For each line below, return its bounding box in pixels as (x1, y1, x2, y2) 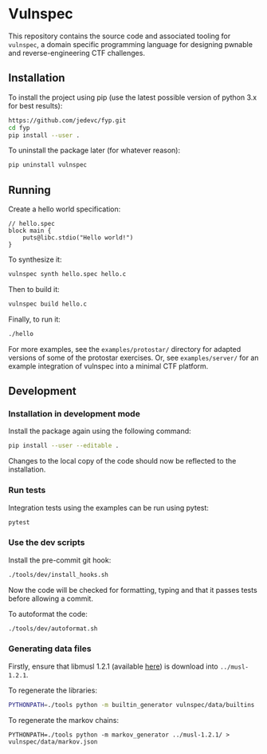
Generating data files (8, 643, 92, 654)
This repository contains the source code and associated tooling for (8, 31, 231, 41)
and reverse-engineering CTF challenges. (8, 48, 146, 57)
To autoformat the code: (8, 609, 88, 618)
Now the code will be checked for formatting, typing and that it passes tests (8, 585, 257, 594)
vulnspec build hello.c (8, 300, 88, 308)
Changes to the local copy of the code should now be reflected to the (8, 456, 237, 466)
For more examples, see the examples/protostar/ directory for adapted (8, 344, 241, 353)
